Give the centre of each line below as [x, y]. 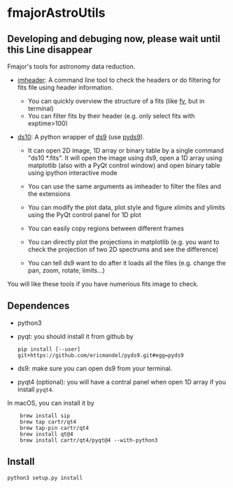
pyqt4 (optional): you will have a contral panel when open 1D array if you [121, 382]
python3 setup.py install [45, 477]
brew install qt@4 [47, 434]
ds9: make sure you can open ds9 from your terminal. [95, 368]
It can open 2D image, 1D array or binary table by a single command [126, 151]
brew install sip [45, 416]
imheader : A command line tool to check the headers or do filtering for [119, 80]
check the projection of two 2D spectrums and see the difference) [123, 249]
